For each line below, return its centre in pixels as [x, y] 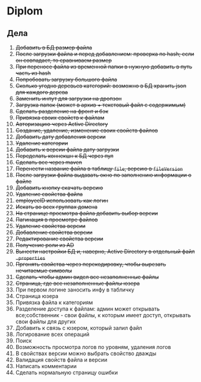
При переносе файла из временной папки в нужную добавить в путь [104, 67]
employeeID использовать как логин [62, 200]
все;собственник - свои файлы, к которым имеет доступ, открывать [103, 315]
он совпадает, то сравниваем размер [64, 60]
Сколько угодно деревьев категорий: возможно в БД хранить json [101, 86]
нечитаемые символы [44, 270]
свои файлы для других [45, 321]
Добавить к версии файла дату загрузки [67, 149]
